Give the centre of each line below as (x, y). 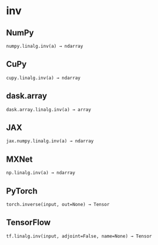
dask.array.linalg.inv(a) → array (49, 110)
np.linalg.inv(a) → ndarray (41, 173)
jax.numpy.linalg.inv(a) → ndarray (50, 141)
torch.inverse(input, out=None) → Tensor (58, 205)
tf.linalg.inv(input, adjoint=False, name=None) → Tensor (79, 236)
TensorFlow (28, 223)
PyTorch (22, 191)
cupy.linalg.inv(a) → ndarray (43, 78)
